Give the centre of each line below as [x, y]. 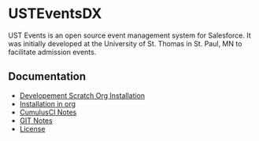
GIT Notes [36, 120]
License [32, 128]
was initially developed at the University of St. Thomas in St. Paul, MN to [125, 43]
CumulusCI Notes [48, 112]
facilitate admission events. [52, 52]
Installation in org [48, 103]
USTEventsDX [55, 14]
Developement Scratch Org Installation [82, 96]
